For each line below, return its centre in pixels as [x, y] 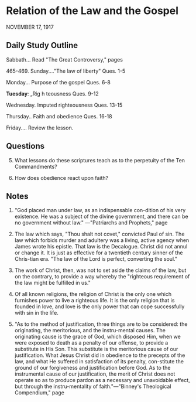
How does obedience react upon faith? [61, 178]
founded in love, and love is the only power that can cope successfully [99, 306]
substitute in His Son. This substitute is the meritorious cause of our [96, 349]
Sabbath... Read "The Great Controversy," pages [64, 59]
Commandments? [36, 166]
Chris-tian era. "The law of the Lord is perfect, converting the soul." [96, 259]
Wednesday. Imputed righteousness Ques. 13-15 [64, 105]
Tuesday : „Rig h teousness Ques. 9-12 [53, 93]
